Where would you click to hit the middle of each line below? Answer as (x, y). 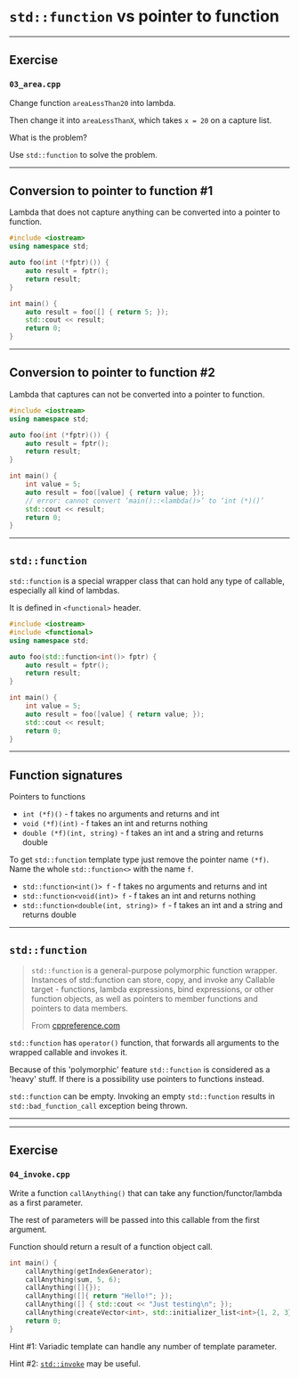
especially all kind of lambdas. (65, 591)
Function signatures (66, 775)
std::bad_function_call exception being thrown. (99, 1106)
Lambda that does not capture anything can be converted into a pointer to (145, 212)
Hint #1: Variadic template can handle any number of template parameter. (143, 1346)
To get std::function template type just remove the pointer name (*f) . (139, 860)
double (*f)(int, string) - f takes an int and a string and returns (143, 833)
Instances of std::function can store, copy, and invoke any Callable (153, 980)
